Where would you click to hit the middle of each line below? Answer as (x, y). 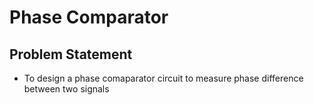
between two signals (66, 89)
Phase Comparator (89, 17)
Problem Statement (71, 54)
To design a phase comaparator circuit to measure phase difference (163, 78)
